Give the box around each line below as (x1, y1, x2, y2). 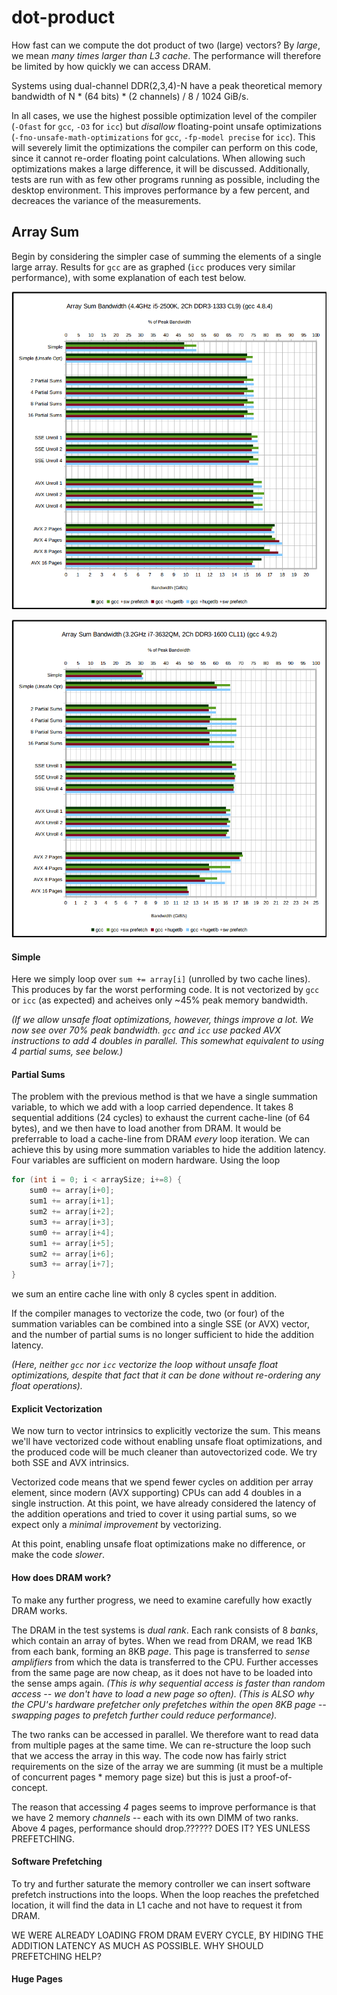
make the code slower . (11, 1549, 106, 1561)
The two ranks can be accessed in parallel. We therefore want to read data (11, 1728, 319, 1740)
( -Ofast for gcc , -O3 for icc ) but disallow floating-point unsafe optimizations (11, 120, 323, 132)
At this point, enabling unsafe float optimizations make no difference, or (11, 1538, 306, 1550)
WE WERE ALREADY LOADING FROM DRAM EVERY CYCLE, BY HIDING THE (11, 1929, 324, 1941)
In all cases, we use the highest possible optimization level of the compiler (11, 109, 318, 121)
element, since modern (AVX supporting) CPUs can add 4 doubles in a (11, 1487, 302, 1499)
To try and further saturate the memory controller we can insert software (11, 1877, 311, 1890)
